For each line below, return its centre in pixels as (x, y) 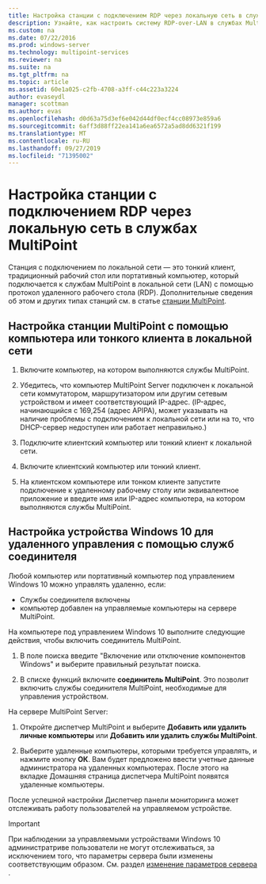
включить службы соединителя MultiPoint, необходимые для (123, 687)
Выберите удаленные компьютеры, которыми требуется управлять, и (138, 751)
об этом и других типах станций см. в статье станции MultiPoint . (118, 301)
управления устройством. (64, 696)
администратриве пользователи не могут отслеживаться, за (112, 847)
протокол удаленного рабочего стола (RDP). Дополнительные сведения (131, 293)
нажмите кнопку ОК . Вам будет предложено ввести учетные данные (137, 759)
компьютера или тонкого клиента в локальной (130, 338)
